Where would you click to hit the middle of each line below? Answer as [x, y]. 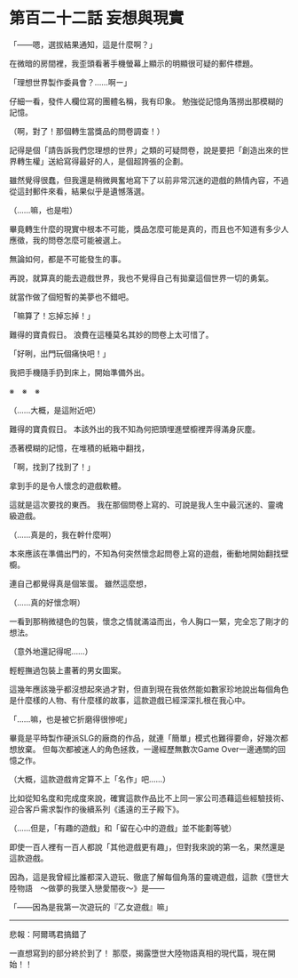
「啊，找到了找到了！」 [52, 467]
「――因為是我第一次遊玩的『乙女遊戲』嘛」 [91, 907]
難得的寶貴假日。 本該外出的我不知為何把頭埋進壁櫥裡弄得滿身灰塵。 [134, 429]
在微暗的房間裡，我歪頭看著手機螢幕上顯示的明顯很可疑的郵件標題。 [133, 63]
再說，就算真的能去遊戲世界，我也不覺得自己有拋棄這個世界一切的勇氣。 [141, 277]
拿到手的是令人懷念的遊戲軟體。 [67, 485]
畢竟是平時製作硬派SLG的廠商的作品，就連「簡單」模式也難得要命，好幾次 [145, 738]
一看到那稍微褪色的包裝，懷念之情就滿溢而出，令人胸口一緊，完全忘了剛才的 [149, 621]
